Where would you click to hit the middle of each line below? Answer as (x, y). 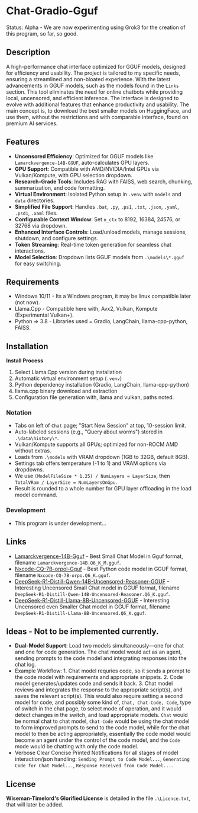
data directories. (35, 200)
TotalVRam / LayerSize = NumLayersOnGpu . (66, 482)
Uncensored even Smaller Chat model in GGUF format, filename (92, 607)
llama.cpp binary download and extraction (66, 391)
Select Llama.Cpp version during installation (68, 372)
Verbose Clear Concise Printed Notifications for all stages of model (96, 753)
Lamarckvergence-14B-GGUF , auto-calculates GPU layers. (82, 162)
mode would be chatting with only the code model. (77, 747)
